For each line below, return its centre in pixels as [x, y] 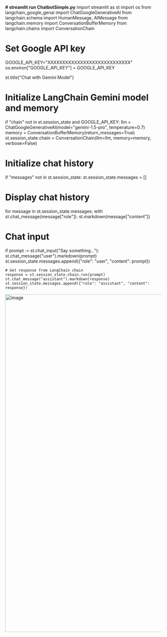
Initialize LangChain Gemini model [77, 98]
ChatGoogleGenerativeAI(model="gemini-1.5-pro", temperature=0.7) [75, 127]
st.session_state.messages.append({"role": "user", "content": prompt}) [78, 261]
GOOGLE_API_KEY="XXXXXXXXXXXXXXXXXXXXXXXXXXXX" [69, 62]
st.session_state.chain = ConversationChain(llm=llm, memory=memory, [78, 138]
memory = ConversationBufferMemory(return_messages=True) [70, 132]
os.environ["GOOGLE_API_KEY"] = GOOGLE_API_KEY [60, 67]
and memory [32, 108]
